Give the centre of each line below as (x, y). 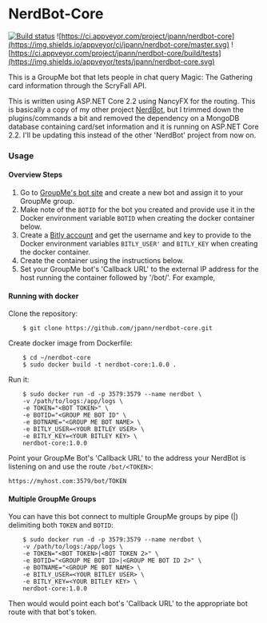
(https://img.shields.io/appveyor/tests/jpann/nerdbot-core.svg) (112, 62)
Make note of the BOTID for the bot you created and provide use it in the (137, 210)
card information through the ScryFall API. (78, 86)
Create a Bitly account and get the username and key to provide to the (135, 235)
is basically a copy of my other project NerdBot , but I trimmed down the (126, 110)
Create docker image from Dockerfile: (71, 343)
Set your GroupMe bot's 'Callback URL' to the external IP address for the (139, 270)
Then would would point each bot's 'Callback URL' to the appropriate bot (128, 604)
